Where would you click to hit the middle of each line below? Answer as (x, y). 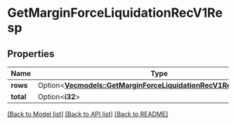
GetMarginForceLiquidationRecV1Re (115, 13)
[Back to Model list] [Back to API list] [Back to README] (88, 114)
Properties (31, 54)
